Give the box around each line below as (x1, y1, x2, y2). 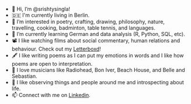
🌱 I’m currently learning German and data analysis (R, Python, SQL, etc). (11, 31, 185, 37)
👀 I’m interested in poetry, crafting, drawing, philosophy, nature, (11, 18, 165, 25)
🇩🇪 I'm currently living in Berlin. (11, 12, 90, 19)
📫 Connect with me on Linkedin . (11, 92, 91, 98)
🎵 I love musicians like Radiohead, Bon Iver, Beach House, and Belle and (11, 67, 185, 73)
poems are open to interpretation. (11, 60, 93, 67)
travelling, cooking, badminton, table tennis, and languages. (11, 24, 156, 31)
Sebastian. (11, 73, 38, 80)
